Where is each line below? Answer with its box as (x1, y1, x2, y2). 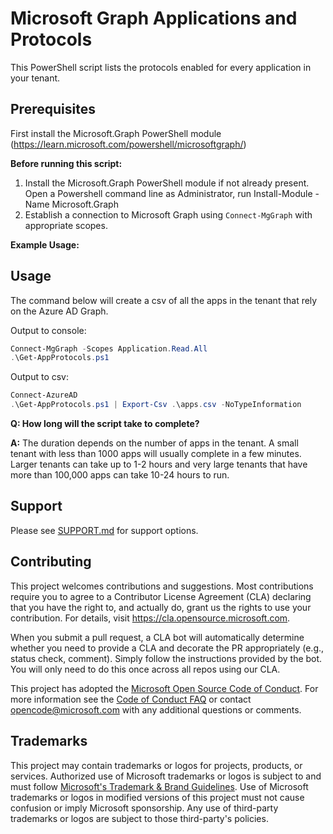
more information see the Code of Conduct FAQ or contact (10, 693, 252, 705)
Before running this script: (10, 157, 123, 169)
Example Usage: (10, 238, 80, 251)
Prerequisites (10, 101, 96, 118)
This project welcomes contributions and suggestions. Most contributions (10, 580, 314, 592)
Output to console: (10, 324, 87, 336)
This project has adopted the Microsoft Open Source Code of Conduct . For (10, 682, 319, 694)
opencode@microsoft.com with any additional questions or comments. (10, 703, 302, 716)
